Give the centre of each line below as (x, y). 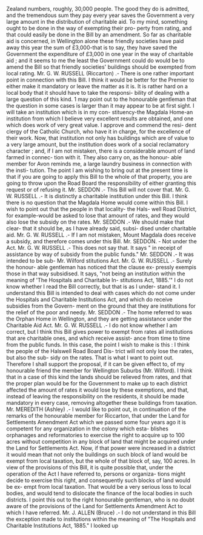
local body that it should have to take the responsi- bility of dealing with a (98, 93)
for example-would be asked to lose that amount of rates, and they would (98, 216)
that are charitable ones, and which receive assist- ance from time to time (98, 338)
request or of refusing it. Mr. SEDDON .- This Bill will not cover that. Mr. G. (98, 190)
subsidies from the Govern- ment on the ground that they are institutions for (101, 306)
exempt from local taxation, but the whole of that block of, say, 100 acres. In (101, 461)
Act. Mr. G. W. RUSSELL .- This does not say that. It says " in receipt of (95, 248)
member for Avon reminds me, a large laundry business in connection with (99, 164)
